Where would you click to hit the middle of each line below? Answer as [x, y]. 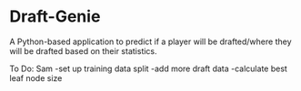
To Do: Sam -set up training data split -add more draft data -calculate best [149, 68]
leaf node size [36, 77]
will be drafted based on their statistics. [83, 50]
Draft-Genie [55, 17]
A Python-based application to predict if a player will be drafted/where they [151, 41]
